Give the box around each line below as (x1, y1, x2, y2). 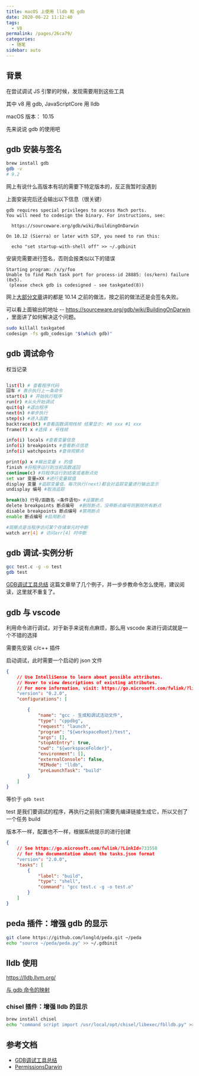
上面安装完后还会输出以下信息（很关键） (6, 196, 105, 202)
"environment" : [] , (37, 751, 86, 757)
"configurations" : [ (17, 696, 68, 703)
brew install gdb (6, 161, 49, 167)
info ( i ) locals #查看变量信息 (6, 437, 75, 443)
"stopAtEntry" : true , (37, 740, 92, 746)
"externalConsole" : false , (37, 756, 105, 762)
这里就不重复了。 (16, 588, 58, 596)
